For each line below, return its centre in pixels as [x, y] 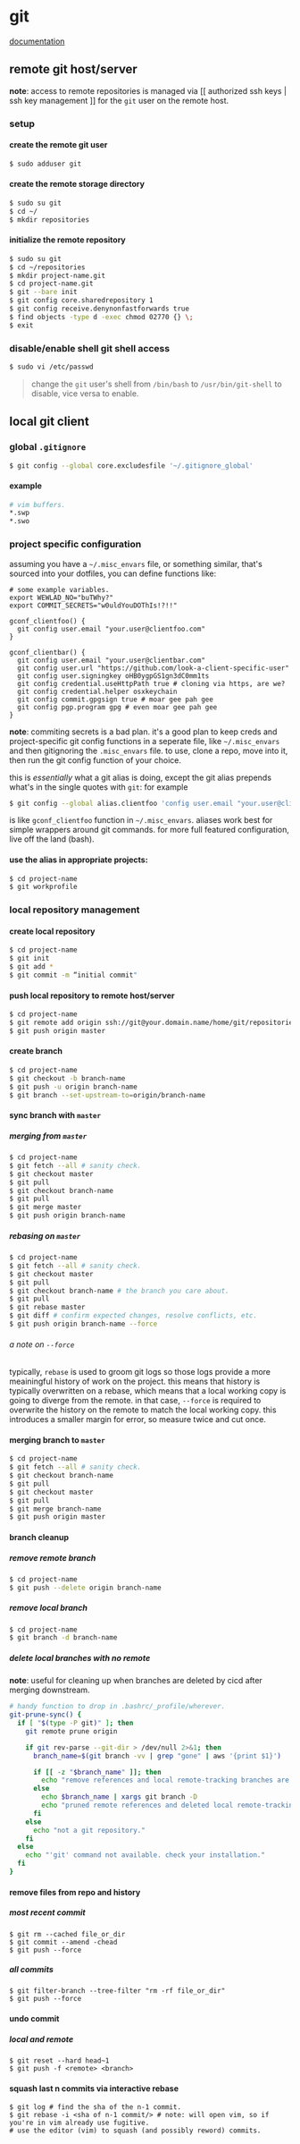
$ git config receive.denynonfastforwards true [100, 309]
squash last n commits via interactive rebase [94, 2088]
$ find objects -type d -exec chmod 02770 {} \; [101, 317]
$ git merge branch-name [55, 1509]
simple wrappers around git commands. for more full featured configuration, [150, 830]
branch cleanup [39, 1537]
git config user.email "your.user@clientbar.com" [111, 660]
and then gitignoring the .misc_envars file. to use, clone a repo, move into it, [149, 750]
